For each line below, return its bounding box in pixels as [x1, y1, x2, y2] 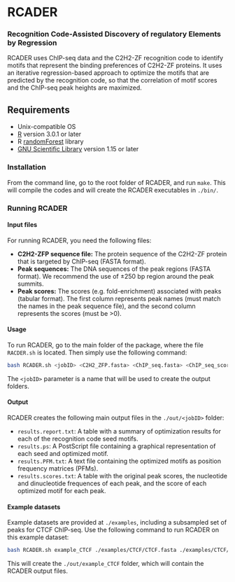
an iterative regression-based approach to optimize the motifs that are [7, 69, 210, 77]
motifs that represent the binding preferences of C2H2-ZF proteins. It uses [7, 61, 222, 70]
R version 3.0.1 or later [17, 130, 82, 139]
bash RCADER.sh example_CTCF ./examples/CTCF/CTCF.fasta [7, 547, 177, 554]
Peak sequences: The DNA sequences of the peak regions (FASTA [17, 264, 211, 273]
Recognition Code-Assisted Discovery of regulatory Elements [7, 29, 222, 39]
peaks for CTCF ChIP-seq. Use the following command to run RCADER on [7, 526, 219, 534]
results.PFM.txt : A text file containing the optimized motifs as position [17, 457, 222, 465]
